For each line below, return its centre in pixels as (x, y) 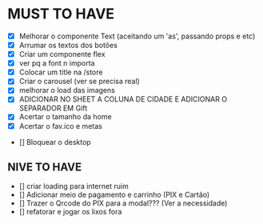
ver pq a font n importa (57, 63)
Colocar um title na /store (61, 72)
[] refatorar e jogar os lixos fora (70, 212)
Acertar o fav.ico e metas (61, 126)
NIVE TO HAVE (44, 167)
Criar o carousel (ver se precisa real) (80, 82)
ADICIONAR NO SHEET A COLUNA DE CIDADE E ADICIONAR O (123, 99)
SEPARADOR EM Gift (53, 108)
